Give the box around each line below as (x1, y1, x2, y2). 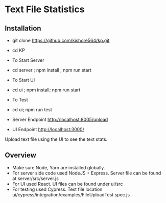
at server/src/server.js (12, 175, 59, 182)
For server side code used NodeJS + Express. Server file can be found (12, 170, 161, 176)
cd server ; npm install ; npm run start (12, 67, 91, 73)
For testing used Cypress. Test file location (12, 186, 103, 192)
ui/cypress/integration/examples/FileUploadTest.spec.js (12, 191, 130, 197)
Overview (5, 151, 37, 160)
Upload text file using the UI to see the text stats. (5, 136, 108, 142)
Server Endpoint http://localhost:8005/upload (12, 116, 108, 122)
